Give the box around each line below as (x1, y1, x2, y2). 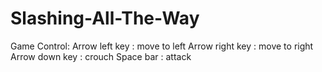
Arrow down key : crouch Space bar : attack (10, 50, 192, 62)
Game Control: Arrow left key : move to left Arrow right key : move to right (10, 40, 314, 52)
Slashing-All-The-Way (10, 7, 200, 30)
